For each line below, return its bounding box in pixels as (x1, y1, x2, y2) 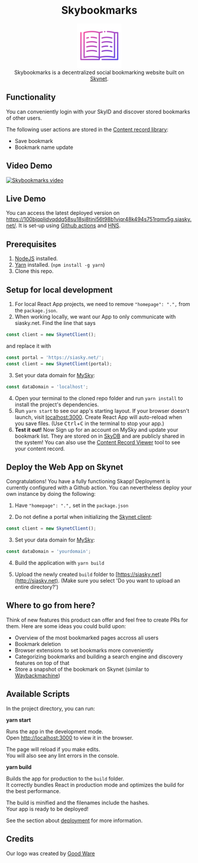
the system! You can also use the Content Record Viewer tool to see (14, 438, 180, 445)
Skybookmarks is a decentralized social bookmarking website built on (14, 69, 184, 76)
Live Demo (6, 193, 46, 203)
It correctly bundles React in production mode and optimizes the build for (6, 781, 184, 788)
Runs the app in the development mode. (6, 728, 103, 735)
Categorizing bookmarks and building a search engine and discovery (14, 653, 183, 660)
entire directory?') (14, 584, 59, 591)
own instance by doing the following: (6, 491, 96, 498)
